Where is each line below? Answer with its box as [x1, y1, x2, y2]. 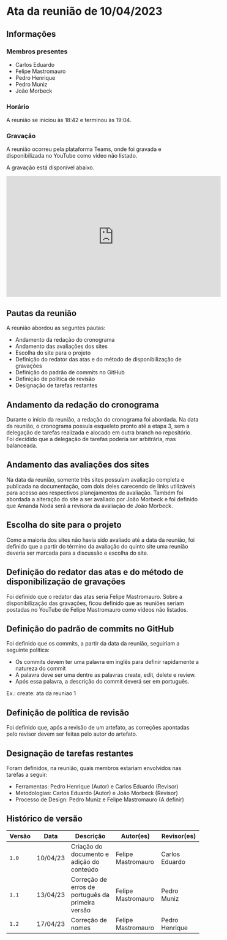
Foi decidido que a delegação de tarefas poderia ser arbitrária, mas [6, 436, 176, 443]
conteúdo [70, 865, 99, 874]
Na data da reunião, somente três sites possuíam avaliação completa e [6, 476, 185, 483]
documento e [70, 850, 109, 858]
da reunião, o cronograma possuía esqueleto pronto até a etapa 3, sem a [6, 422, 190, 430]
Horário [6, 102, 29, 111]
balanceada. [6, 442, 38, 449]
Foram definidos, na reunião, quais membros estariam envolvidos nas [6, 764, 182, 771]
